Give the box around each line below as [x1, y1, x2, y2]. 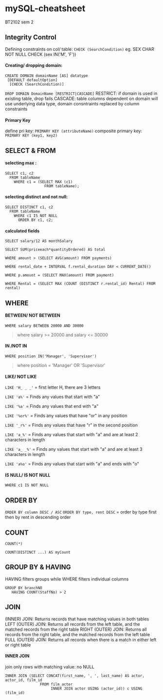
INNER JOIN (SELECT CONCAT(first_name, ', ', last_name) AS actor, [5, 673, 145, 678]
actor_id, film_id [5, 678, 42, 682]
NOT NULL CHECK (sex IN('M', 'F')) [5, 51, 76, 57]
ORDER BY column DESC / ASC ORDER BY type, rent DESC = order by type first [5, 509, 157, 515]
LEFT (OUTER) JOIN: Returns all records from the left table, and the [5, 621, 140, 627]
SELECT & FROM [5, 146, 56, 155]
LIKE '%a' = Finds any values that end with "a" [5, 403, 99, 409]
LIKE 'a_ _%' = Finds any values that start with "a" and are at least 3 [5, 446, 143, 452]
